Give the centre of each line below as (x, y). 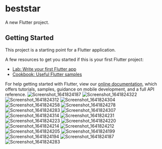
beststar (23, 9)
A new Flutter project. (27, 22)
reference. (16, 94)
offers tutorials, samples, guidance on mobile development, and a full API (80, 89)
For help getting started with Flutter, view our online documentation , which (81, 84)
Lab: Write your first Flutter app (44, 69)
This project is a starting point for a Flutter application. (60, 50)
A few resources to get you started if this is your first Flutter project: (74, 59)
